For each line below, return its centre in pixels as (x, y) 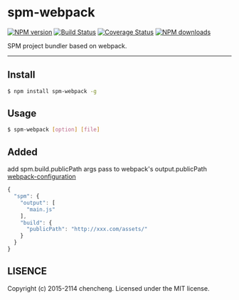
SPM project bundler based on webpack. (67, 45)
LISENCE (27, 271)
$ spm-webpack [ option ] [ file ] (54, 130)
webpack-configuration (42, 177)
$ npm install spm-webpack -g (52, 91)
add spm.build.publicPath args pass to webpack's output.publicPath (107, 169)
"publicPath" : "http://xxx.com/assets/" (87, 229)
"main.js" (41, 209)
